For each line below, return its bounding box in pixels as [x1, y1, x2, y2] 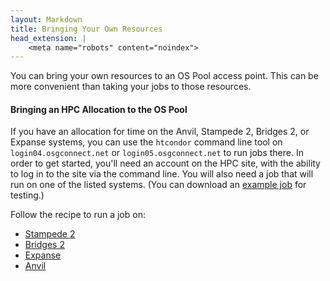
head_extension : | [10, 33, 87, 43]
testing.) [10, 189, 45, 201]
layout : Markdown [10, 14, 83, 25]
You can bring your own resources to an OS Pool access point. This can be [10, 70, 319, 82]
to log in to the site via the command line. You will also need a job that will [10, 168, 314, 180]
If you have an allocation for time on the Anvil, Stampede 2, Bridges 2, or [10, 126, 310, 138]
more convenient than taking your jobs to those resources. [10, 81, 252, 93]
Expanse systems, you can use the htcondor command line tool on [10, 136, 283, 148]
